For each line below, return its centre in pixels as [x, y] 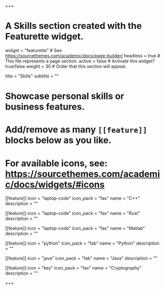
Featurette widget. [44, 37]
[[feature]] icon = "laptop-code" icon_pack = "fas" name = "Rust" [73, 213]
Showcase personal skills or [65, 96]
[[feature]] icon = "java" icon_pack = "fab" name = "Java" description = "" [81, 258]
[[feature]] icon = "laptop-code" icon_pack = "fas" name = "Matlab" [75, 228]
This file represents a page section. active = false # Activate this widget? [80, 61]
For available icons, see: [56, 163]
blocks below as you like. [58, 140]
